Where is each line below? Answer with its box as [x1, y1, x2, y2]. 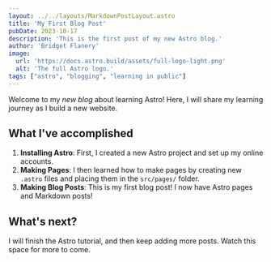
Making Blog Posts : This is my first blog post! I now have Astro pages [19, 183, 253, 192]
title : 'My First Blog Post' [8, 19, 107, 28]
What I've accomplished [8, 127, 133, 140]
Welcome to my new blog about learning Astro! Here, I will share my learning [8, 94, 264, 104]
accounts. [19, 157, 54, 166]
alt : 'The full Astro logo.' [15, 65, 114, 73]
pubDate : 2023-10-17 [8, 27, 78, 35]
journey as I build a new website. [8, 103, 118, 113]
